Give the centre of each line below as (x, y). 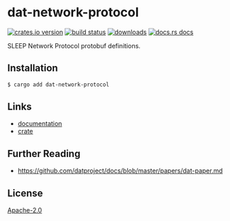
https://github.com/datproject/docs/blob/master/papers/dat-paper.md (120, 171)
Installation (33, 68)
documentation (40, 124)
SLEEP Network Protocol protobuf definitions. (74, 45)
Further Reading (44, 153)
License (25, 193)
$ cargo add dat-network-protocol (59, 85)
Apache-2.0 (25, 210)
